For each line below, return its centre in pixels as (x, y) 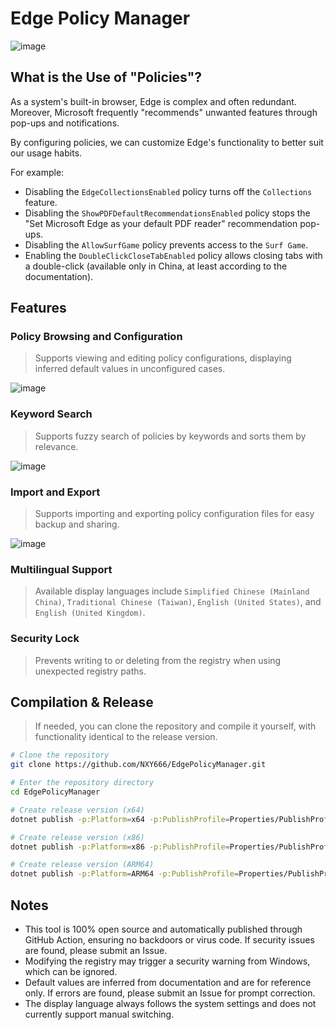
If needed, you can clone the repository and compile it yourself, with (175, 726)
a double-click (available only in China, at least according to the (156, 266)
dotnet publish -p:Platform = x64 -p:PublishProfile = (120, 819)
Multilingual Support (61, 569)
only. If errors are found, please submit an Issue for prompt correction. (170, 993)
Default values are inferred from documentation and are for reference (168, 982)
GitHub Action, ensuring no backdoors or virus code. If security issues (169, 940)
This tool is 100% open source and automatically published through (163, 929)
